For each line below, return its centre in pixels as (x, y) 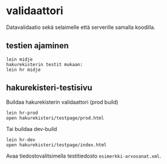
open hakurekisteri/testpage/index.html (57, 145)
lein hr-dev (21, 140)
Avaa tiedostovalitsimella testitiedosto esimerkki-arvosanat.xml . (83, 156)
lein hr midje (24, 70)
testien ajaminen (37, 46)
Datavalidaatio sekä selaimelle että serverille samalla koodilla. (81, 27)
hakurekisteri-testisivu (49, 88)
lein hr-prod (22, 113)
